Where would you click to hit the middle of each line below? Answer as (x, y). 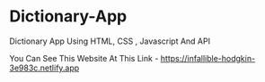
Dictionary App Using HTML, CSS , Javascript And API (110, 41)
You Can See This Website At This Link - (84, 58)
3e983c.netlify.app (44, 68)
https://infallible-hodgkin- (208, 58)
